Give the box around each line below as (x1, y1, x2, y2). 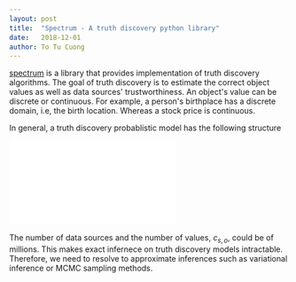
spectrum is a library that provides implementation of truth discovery (9, 67, 260, 79)
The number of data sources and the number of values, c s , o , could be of (9, 232, 275, 246)
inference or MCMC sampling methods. (9, 262, 153, 274)
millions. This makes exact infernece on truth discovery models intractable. (9, 244, 284, 255)
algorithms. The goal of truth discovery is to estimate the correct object (9, 77, 270, 88)
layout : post (9, 14, 58, 23)
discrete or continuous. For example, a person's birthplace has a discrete (9, 96, 277, 106)
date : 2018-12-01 (9, 33, 82, 42)
